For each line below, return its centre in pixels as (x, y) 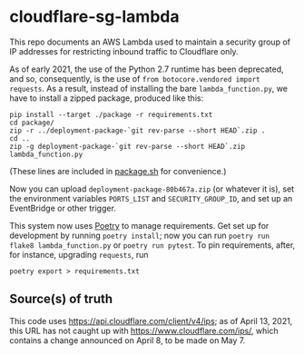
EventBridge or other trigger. (63, 208)
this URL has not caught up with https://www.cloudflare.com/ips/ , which (144, 330)
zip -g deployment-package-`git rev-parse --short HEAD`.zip (127, 146)
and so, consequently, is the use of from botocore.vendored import (135, 78)
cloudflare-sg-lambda (94, 17)
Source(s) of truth (61, 299)
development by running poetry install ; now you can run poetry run (140, 235)
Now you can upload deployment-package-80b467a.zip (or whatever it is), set (152, 189)
